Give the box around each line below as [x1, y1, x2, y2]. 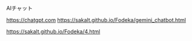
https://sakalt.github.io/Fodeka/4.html [6, 28, 101, 35]
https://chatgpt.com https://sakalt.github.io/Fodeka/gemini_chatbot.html [6, 17, 187, 23]
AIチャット [6, 5, 33, 11]
